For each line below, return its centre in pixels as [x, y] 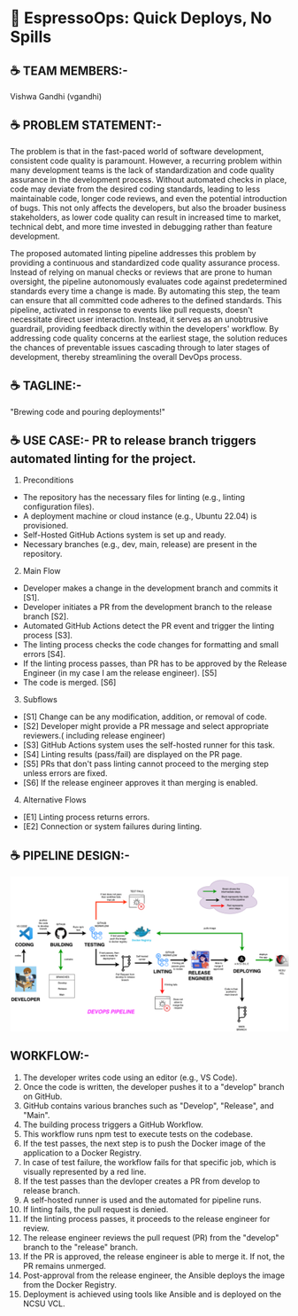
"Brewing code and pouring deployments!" [88, 411]
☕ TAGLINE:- [46, 386]
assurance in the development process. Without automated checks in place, [149, 179]
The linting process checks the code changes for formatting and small [151, 645]
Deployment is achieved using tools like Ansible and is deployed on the [152, 1294]
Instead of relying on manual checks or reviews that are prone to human [141, 272]
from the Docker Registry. [70, 1284]
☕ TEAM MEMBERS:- [69, 70]
